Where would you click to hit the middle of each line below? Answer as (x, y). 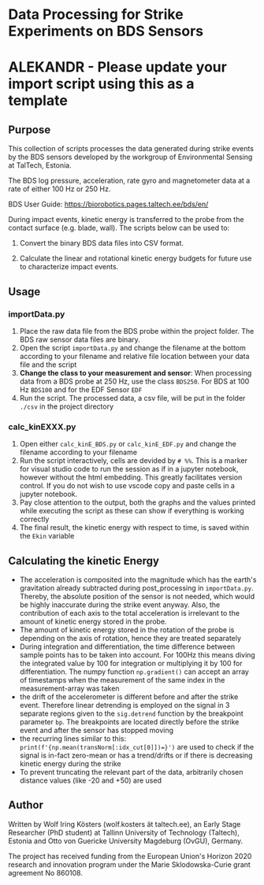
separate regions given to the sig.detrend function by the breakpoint (132, 713)
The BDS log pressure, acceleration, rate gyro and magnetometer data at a (129, 181)
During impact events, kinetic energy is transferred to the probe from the (126, 220)
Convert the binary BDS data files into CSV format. (101, 243)
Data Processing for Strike (96, 15)
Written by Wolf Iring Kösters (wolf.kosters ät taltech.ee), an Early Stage (125, 824)
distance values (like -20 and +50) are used (90, 780)
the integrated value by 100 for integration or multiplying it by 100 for (131, 663)
